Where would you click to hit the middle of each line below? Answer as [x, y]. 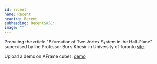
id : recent [16, 10]
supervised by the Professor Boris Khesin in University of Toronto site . [75, 47]
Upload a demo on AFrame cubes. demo [45, 56]
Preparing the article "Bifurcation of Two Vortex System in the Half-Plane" [78, 42]
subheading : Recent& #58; [30, 23]
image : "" [15, 28]
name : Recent [18, 14]
